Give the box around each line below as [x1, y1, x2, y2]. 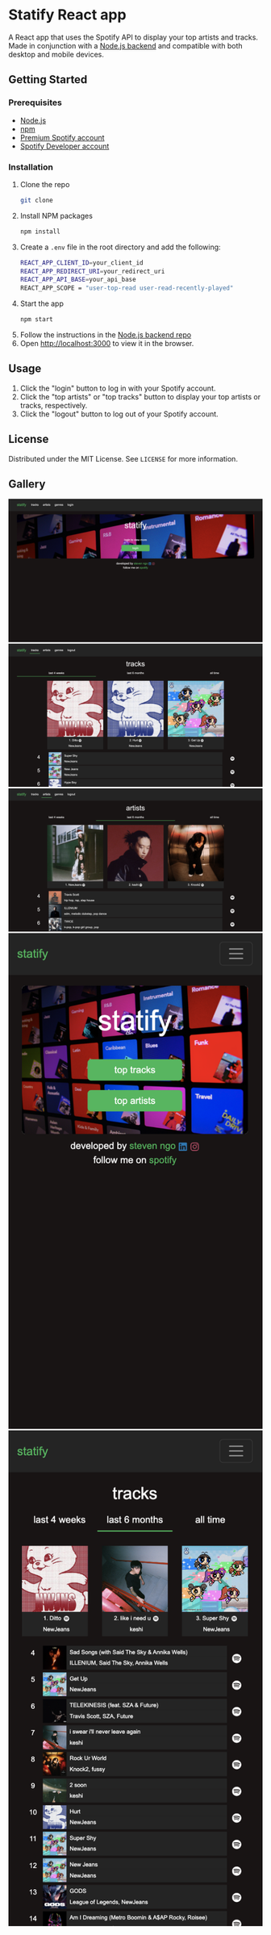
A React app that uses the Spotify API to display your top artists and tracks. [8, 32, 258, 42]
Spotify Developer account [19, 141, 110, 151]
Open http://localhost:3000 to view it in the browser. [19, 339, 194, 349]
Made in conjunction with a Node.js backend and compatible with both [8, 40, 244, 50]
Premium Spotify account [19, 132, 105, 142]
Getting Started [8, 73, 88, 86]
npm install [19, 228, 60, 236]
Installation [8, 161, 54, 173]
